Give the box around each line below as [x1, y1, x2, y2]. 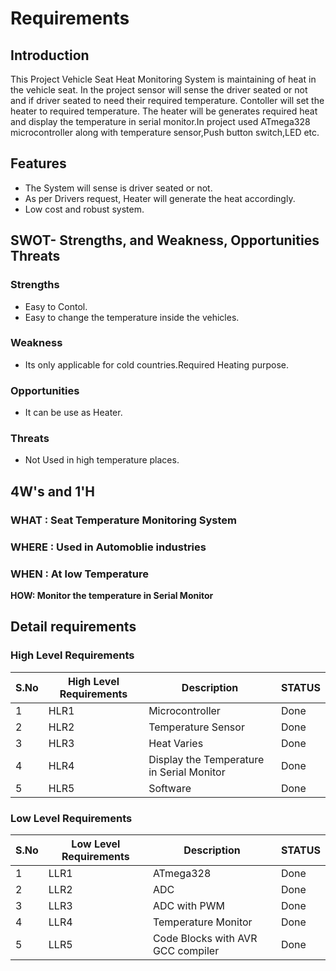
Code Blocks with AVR [152, 931, 258, 945]
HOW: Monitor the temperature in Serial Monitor [10, 589, 214, 601]
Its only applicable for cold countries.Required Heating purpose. [24, 358, 290, 371]
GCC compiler [152, 943, 220, 957]
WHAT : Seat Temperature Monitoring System [10, 513, 237, 527]
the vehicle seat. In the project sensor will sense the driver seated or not [10, 84, 308, 96]
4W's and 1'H [10, 483, 96, 500]
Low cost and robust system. [24, 203, 145, 215]
